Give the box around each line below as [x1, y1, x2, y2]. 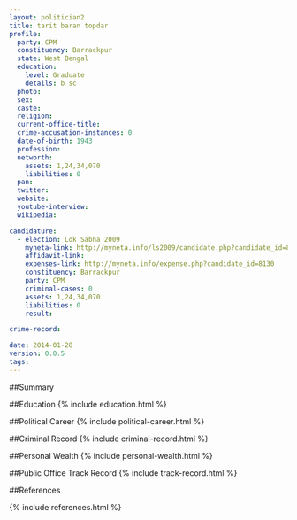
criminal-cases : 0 [25, 284, 93, 293]
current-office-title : [17, 120, 101, 129]
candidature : [9, 227, 57, 236]
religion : [17, 112, 53, 120]
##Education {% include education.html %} [9, 399, 168, 409]
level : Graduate [25, 71, 86, 80]
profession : [17, 144, 62, 153]
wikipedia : [17, 210, 57, 220]
